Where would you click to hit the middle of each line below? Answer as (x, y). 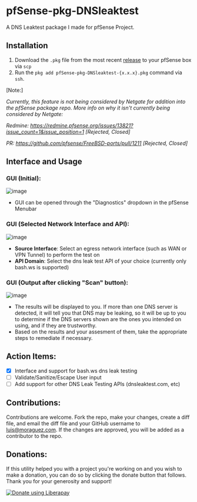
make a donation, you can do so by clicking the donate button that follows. (96, 475)
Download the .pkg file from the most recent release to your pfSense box (103, 60)
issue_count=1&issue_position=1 (45, 131)
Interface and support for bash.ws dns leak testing (76, 371)
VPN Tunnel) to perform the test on (57, 255)
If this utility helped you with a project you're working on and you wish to (94, 468)
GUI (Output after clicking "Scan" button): (67, 282)
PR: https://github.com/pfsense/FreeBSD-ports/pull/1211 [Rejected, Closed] (97, 143)
